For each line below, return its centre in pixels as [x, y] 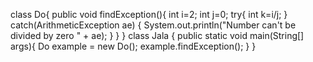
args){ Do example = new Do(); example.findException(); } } [133, 46]
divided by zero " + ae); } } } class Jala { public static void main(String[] [157, 35]
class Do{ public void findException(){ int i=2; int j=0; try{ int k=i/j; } [149, 14]
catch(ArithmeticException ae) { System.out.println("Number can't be [153, 25]
